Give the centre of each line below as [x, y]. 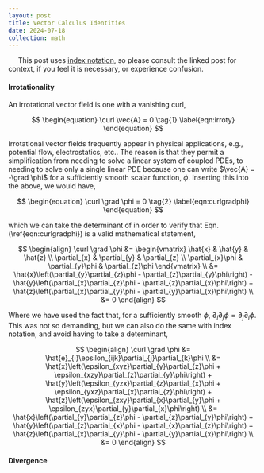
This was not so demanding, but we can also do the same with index [120, 326]
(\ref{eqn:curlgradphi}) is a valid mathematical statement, [102, 234]
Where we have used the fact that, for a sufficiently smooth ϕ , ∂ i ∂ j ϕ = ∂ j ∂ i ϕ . [132, 316]
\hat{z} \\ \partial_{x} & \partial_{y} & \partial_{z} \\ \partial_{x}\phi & [133, 258]
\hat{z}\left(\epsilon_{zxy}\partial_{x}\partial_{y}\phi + [133, 400]
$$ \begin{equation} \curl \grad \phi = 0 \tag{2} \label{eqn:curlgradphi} [133, 202]
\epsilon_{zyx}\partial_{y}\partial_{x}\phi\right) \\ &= [133, 409]
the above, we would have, [52, 186]
